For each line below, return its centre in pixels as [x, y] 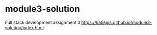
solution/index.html [25, 27]
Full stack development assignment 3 [43, 22]
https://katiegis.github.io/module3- [117, 22]
